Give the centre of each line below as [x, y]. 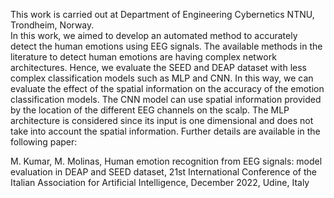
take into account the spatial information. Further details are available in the [165, 131]
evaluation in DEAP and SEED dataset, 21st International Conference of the [164, 172]
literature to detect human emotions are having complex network [143, 57]
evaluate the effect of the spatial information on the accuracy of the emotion [167, 88]
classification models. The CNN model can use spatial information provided [166, 99]
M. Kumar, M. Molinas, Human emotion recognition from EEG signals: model [166, 161]
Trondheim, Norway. [52, 25]
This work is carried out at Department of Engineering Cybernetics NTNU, [162, 14]
